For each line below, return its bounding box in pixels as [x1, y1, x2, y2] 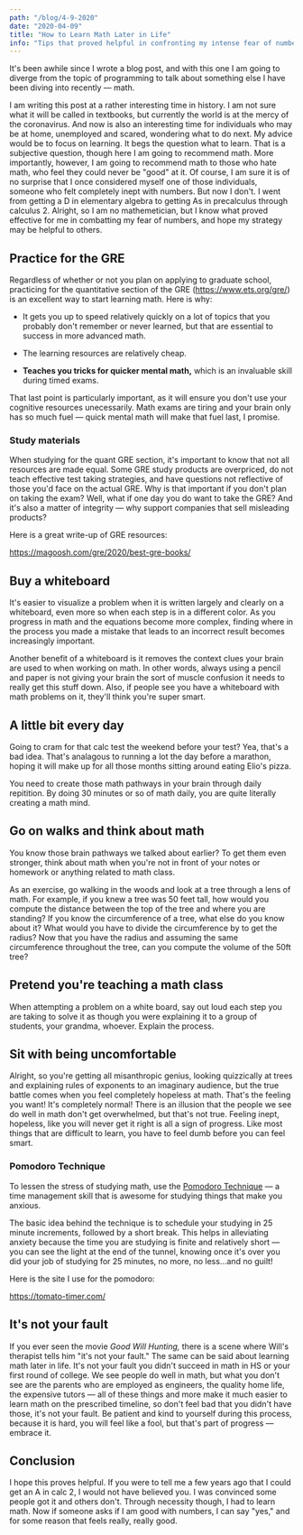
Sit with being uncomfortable [9, 1047, 177, 1061]
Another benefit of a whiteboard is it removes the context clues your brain [9, 653, 284, 664]
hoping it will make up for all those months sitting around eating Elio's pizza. [9, 760, 291, 772]
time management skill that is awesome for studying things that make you [9, 1190, 282, 1201]
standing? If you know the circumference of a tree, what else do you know [9, 912, 286, 923]
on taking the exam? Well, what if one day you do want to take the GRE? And [9, 493, 293, 504]
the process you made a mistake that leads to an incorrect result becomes [9, 626, 286, 637]
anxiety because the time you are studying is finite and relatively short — [9, 1236, 280, 1247]
